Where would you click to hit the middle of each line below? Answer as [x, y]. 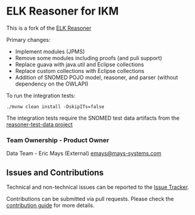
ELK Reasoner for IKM [63, 11]
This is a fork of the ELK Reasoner [49, 28]
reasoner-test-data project [39, 124]
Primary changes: [28, 39]
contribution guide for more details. [51, 205]
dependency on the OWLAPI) [52, 84]
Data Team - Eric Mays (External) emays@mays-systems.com [84, 154]
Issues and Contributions [55, 172]
